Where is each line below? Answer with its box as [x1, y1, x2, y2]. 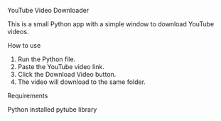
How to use [7, 41, 41, 49]
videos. [7, 28, 29, 36]
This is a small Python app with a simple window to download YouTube [7, 20, 215, 28]
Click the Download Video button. [17, 70, 117, 78]
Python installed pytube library [7, 105, 97, 113]
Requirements [7, 92, 48, 100]
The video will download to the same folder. [17, 78, 146, 86]
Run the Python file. [17, 55, 76, 63]
